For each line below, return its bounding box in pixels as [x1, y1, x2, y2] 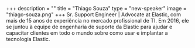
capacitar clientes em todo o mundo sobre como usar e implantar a [6, 29, 168, 36]
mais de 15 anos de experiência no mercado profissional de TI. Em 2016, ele [6, 17, 189, 24]
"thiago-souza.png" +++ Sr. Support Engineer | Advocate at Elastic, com [6, 11, 182, 18]
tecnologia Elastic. [6, 36, 50, 42]
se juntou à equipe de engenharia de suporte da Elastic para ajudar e [6, 23, 173, 30]
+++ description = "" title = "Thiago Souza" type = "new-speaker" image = [6, 5, 187, 12]
